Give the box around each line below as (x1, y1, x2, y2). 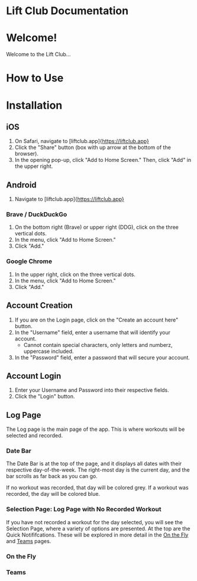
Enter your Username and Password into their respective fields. (14, 387, 170, 394)
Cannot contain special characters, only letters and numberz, (23, 341, 173, 348)
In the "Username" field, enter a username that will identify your (14, 329, 170, 336)
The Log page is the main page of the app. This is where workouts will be (6, 426, 185, 433)
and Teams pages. (6, 537, 51, 544)
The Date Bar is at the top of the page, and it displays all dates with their (6, 460, 182, 468)
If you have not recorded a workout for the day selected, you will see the (6, 518, 183, 525)
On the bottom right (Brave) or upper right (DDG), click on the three (14, 223, 179, 231)
